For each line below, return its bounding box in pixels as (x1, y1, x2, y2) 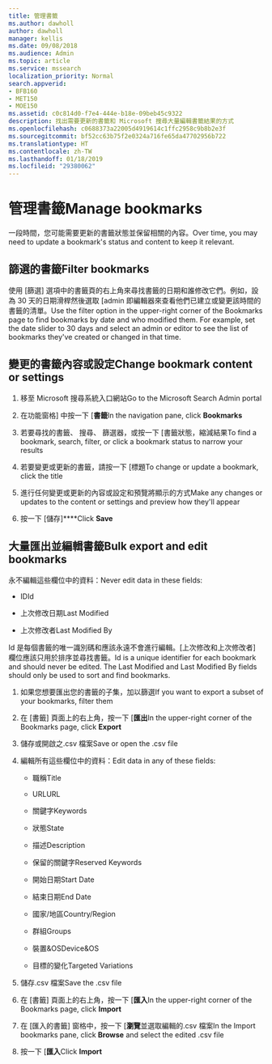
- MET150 (8, 95, 38, 103)
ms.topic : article (8, 57, 70, 66)
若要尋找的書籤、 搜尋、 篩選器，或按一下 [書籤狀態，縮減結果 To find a (19, 427, 257, 437)
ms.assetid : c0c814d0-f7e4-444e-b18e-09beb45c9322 (8, 110, 183, 118)
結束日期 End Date (32, 892, 91, 901)
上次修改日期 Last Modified (19, 608, 109, 617)
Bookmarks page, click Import (19, 1004, 121, 1014)
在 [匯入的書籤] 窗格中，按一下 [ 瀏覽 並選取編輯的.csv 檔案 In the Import (19, 1020, 257, 1030)
